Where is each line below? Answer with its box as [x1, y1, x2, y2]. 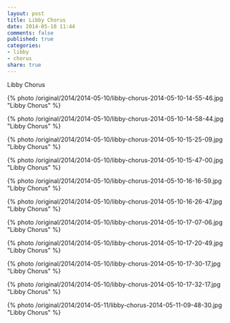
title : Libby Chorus [7, 17, 67, 23]
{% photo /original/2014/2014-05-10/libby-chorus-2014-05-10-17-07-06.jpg [7, 218, 222, 226]
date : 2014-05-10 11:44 [7, 23, 76, 30]
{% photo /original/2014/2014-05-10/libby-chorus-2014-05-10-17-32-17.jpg [7, 280, 221, 288]
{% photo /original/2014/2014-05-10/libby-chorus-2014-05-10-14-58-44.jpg [7, 115, 224, 123]
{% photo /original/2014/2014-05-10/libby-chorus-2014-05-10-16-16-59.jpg [7, 177, 222, 185]
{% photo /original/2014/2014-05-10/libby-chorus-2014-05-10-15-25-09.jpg [7, 135, 223, 144]
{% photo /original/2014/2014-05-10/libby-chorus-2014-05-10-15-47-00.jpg [7, 156, 224, 164]
